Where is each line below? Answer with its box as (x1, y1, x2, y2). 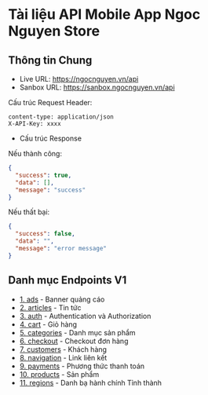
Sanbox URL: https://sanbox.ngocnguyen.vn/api (19, 82, 175, 92)
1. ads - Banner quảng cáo (19, 294, 105, 304)
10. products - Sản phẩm (19, 369, 100, 379)
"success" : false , (15, 230, 76, 238)
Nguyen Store (8, 22, 100, 40)
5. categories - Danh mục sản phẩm (19, 327, 136, 337)
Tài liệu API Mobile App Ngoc (8, 5, 201, 24)
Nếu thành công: (8, 149, 63, 158)
